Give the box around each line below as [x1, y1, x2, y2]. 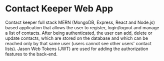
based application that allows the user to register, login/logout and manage [5, 24, 159, 30]
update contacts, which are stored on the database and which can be [5, 35, 148, 41]
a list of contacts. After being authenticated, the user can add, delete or [5, 30, 152, 36]
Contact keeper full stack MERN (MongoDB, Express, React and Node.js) [5, 19, 155, 25]
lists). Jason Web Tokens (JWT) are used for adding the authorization [5, 46, 148, 52]
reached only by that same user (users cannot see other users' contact [5, 40, 151, 46]
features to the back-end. [5, 51, 58, 57]
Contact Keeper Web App [5, 3, 113, 14]
